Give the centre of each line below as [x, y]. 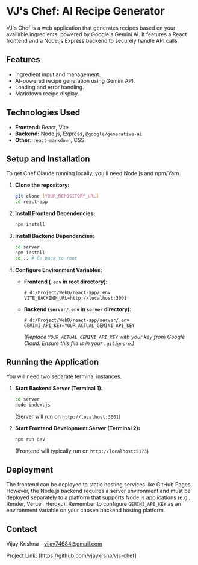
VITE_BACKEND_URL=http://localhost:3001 [75, 298]
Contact [22, 529]
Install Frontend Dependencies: [55, 213]
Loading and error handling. [49, 87]
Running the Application [53, 362]
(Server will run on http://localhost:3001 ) [68, 417]
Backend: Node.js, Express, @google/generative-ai [79, 134]
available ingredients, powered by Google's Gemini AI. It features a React [97, 34]
